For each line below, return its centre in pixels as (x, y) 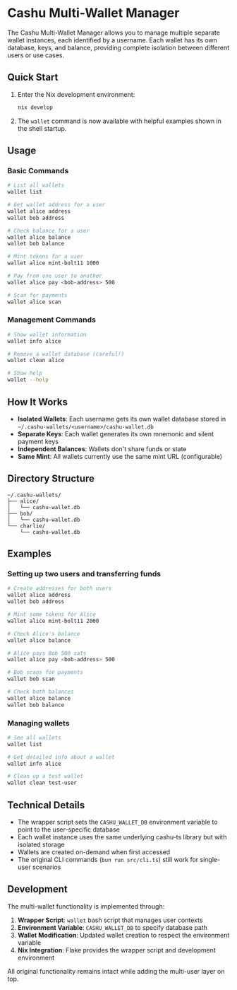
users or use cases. (36, 55)
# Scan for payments (38, 295)
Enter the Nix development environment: (76, 94)
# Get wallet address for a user (56, 205)
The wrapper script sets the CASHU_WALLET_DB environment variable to (117, 822)
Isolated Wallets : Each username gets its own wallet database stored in (122, 419)
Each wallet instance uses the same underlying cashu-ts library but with (122, 837)
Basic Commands (38, 170)
